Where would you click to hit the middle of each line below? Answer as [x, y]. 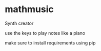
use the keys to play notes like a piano [45, 33]
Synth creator [19, 23]
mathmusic [29, 9]
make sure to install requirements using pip [50, 43]
